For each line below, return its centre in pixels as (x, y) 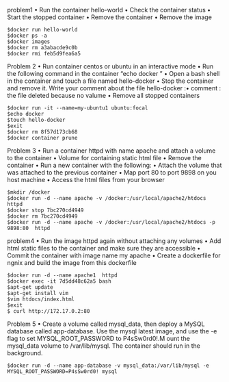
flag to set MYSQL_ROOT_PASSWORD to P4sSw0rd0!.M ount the (98, 339)
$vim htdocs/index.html (41, 299)
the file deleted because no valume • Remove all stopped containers (104, 95)
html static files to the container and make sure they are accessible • (104, 248)
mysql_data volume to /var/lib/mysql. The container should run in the (104, 346)
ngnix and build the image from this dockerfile (72, 263)
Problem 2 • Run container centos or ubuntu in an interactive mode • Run (110, 66)
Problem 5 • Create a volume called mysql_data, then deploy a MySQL (106, 324)
